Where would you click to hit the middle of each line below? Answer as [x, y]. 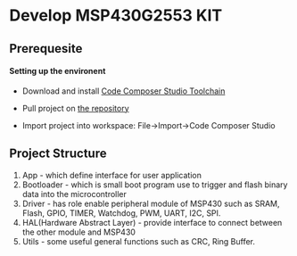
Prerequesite [46, 49]
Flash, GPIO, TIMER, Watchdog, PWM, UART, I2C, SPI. [121, 213]
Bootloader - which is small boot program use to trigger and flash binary [155, 185]
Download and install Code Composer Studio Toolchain [124, 91]
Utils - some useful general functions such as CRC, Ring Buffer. [139, 241]
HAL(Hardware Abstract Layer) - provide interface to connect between [152, 222]
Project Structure [58, 154]
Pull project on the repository [75, 108]
